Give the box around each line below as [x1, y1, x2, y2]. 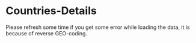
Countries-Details [5, 4, 97, 18]
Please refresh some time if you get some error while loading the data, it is [5, 24, 190, 31]
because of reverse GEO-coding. [5, 29, 88, 37]
